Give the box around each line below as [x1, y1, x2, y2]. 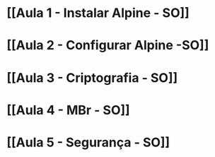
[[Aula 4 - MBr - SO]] [6, 102, 130, 118]
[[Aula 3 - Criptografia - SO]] [6, 69, 178, 86]
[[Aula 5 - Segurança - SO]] [6, 134, 170, 150]
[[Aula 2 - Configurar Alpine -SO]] [6, 37, 209, 54]
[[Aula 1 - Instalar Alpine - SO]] [6, 5, 190, 21]
